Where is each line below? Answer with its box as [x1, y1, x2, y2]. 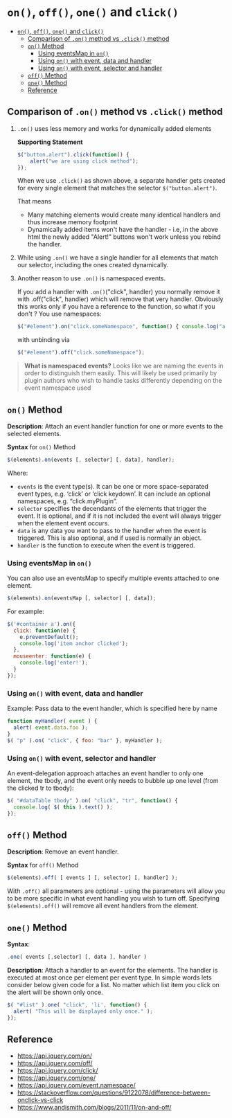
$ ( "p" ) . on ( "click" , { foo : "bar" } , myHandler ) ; [7, 737, 163, 744]
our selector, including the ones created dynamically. [17, 261, 168, 269]
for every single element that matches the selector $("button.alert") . [17, 184, 217, 192]
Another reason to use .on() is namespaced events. [17, 274, 166, 282]
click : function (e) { [13, 627, 76, 634]
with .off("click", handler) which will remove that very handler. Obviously [17, 295, 224, 303]
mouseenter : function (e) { [13, 653, 91, 660]
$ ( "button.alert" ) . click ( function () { [17, 151, 130, 158]
